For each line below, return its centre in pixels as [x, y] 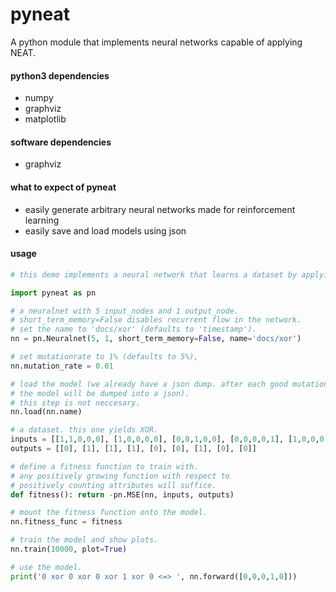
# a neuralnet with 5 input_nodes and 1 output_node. [125, 311]
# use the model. [46, 567]
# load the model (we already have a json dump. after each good [149, 384]
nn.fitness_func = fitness [66, 522]
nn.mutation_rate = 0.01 [62, 366]
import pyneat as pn [53, 293]
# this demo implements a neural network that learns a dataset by [154, 274]
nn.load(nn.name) [46, 412]
